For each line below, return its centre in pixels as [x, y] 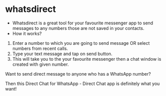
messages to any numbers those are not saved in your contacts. [78, 28]
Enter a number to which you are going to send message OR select [81, 43]
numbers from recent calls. [40, 48]
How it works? [27, 33]
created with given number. [40, 64]
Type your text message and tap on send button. [62, 54]
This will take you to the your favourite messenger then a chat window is [87, 59]
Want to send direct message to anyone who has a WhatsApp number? [78, 74]
